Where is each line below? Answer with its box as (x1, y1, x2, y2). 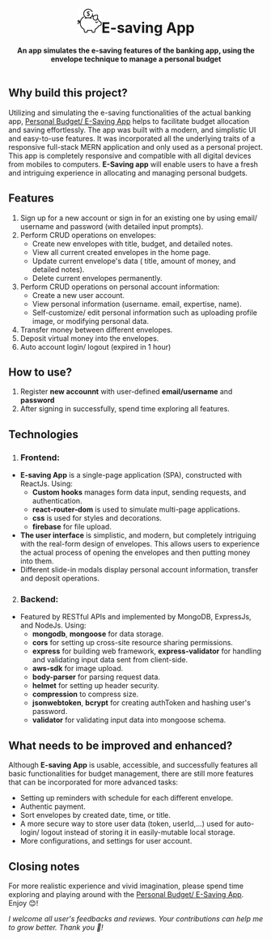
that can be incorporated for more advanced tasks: (8, 777, 179, 787)
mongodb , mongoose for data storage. (32, 629, 164, 639)
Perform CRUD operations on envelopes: (19, 230, 156, 240)
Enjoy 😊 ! (8, 898, 39, 908)
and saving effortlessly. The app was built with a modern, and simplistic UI (8, 125, 256, 134)
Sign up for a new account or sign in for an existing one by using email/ (19, 213, 257, 223)
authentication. (32, 496, 83, 506)
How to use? (8, 365, 73, 379)
